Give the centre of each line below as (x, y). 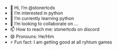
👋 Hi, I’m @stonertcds (32, 8)
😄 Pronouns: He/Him (32, 36)
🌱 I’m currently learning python (42, 18)
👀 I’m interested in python (36, 13)
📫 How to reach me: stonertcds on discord (54, 29)
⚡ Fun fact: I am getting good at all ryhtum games (61, 42)
